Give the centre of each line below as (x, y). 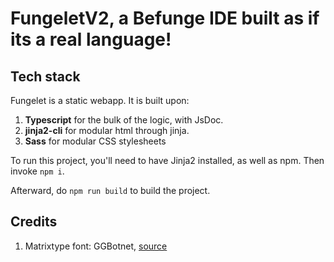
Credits (34, 222)
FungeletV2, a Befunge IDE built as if (165, 18)
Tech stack (45, 76)
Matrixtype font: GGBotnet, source (96, 246)
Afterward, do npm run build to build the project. (110, 190)
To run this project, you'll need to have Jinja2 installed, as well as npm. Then (167, 160)
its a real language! (91, 39)
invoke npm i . (37, 171)
